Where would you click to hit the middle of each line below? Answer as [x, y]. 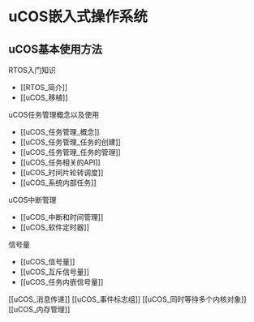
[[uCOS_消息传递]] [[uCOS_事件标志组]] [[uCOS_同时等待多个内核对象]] [127, 299]
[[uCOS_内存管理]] [39, 309]
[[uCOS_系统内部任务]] [58, 182]
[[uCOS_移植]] [44, 97]
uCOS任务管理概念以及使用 [54, 115]
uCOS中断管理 [32, 200]
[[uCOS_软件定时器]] [54, 227]
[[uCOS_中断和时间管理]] [62, 217]
